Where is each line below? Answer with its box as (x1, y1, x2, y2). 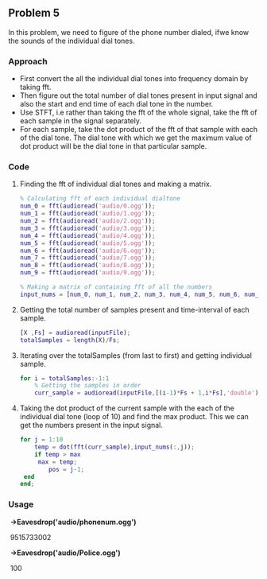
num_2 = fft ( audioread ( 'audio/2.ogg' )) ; (19, 217, 156, 225)
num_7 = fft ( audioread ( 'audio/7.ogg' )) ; (19, 254, 156, 262)
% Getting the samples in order (34, 382, 141, 390)
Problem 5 (8, 6, 60, 20)
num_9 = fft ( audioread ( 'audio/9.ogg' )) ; (19, 269, 156, 277)
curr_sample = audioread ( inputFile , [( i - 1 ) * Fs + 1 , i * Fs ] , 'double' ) (34, 389, 259, 397)
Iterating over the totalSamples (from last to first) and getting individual (19, 350, 253, 360)
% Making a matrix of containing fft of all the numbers (19, 283, 213, 291)
